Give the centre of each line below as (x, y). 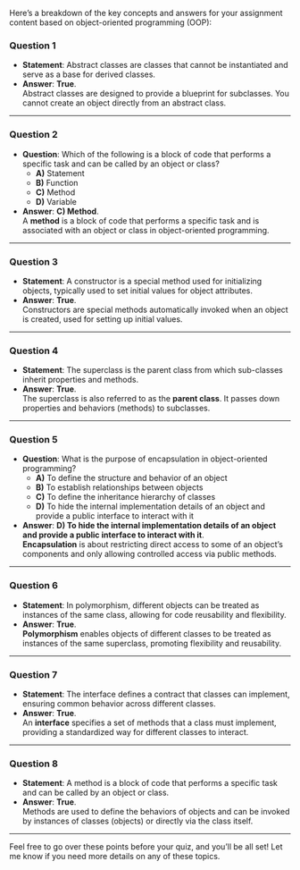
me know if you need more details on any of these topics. (115, 857)
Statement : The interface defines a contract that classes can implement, (156, 694)
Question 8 (33, 764)
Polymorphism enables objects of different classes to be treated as (146, 633)
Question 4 (34, 351)
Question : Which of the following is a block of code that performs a (146, 154)
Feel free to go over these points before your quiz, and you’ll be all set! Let (146, 847)
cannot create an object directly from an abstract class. (124, 103)
